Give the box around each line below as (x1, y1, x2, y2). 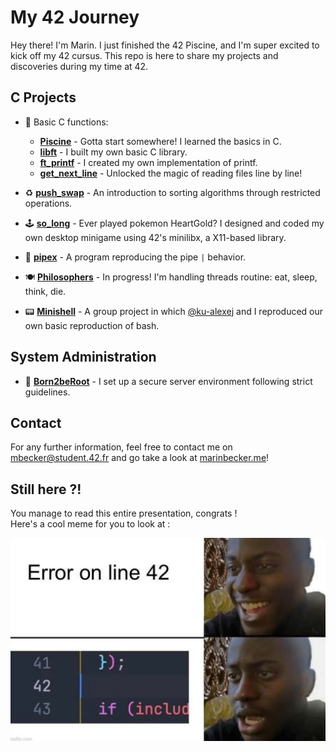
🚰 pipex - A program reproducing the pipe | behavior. (24, 251, 247, 263)
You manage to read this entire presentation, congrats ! (10, 507, 238, 520)
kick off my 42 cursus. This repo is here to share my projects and (10, 49, 279, 61)
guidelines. (24, 386, 71, 398)
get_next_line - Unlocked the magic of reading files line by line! (39, 167, 303, 179)
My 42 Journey (10, 6, 140, 29)
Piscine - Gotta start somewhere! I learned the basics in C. (39, 135, 282, 147)
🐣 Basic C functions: (24, 116, 109, 128)
